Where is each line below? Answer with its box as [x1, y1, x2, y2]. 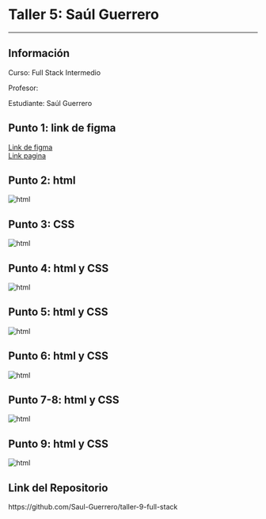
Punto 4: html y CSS [8, 261, 109, 275]
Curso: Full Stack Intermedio [8, 67, 101, 77]
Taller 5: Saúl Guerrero [8, 6, 160, 24]
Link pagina [8, 150, 46, 160]
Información [8, 47, 70, 60]
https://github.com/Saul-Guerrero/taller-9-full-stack [8, 502, 178, 512]
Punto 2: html [8, 173, 76, 187]
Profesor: [8, 83, 39, 93]
